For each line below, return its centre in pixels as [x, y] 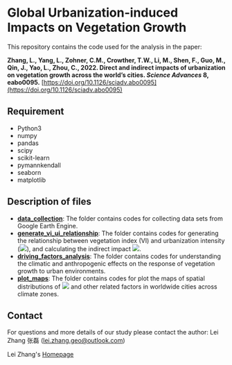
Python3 [29, 128]
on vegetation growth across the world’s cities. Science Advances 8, [108, 75]
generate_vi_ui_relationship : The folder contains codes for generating [118, 233]
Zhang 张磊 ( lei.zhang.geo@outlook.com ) [66, 341]
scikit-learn [33, 158]
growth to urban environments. [61, 271]
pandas [28, 143]
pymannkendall [39, 165]
